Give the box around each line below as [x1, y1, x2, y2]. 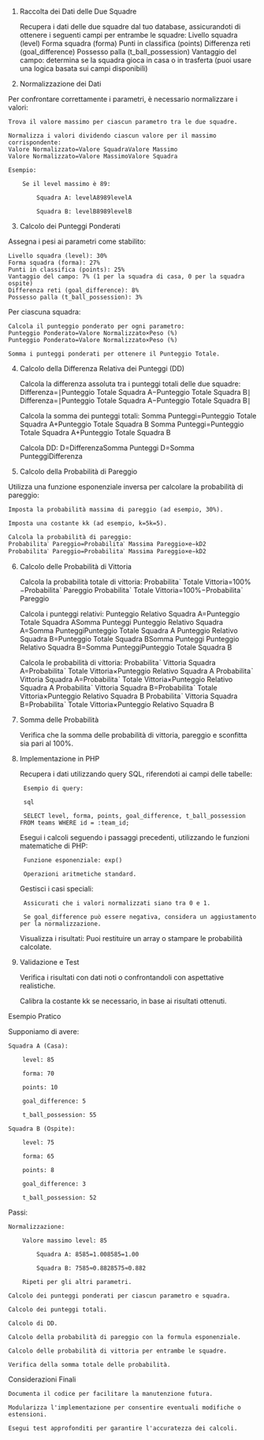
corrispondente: [8, 139, 61, 147]
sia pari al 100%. [19, 739, 74, 748]
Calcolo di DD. [8, 1319, 58, 1327]
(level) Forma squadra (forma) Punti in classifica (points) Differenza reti [19, 39, 251, 48]
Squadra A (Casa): [8, 1042, 69, 1050]
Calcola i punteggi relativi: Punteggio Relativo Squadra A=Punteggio [19, 609, 240, 618]
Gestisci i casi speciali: [19, 884, 94, 893]
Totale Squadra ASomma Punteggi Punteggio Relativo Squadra [19, 618, 223, 627]
